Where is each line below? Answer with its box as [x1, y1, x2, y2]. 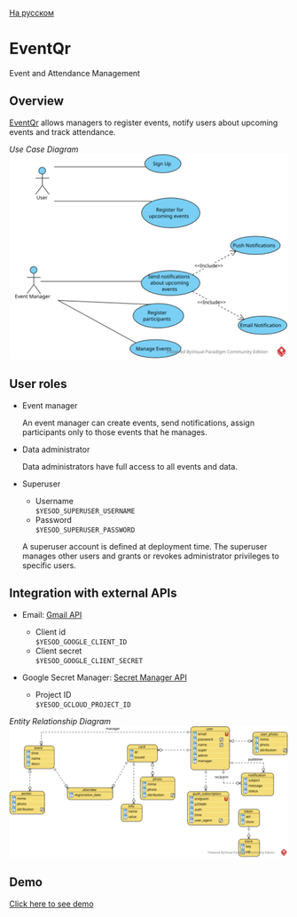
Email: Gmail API [21, 609, 82, 620]
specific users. [21, 559, 77, 571]
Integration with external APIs [9, 586, 177, 601]
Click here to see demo [9, 898, 95, 909]
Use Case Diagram [9, 144, 79, 154]
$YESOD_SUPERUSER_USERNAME [35, 506, 136, 516]
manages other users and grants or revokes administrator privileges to [21, 550, 279, 561]
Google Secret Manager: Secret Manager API [21, 672, 188, 683]
